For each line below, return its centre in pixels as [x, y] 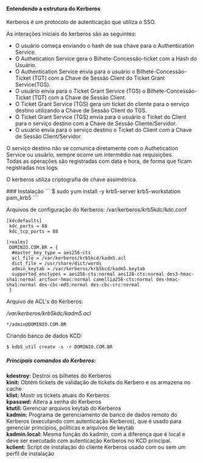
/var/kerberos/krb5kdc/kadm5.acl [49, 314]
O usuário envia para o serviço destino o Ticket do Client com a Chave [103, 130]
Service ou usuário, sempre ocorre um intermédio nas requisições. [90, 155]
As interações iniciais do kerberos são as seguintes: [71, 34]
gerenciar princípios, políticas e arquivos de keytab [71, 428]
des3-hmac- [181, 275]
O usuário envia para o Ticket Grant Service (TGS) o [80, 91]
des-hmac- [168, 280]
